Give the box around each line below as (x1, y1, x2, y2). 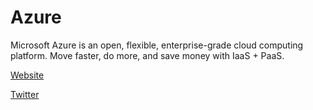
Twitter (10, 88, 40, 100)
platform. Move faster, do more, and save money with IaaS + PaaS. (10, 49, 285, 61)
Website (10, 69, 45, 81)
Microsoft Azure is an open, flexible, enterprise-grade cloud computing (10, 39, 304, 51)
